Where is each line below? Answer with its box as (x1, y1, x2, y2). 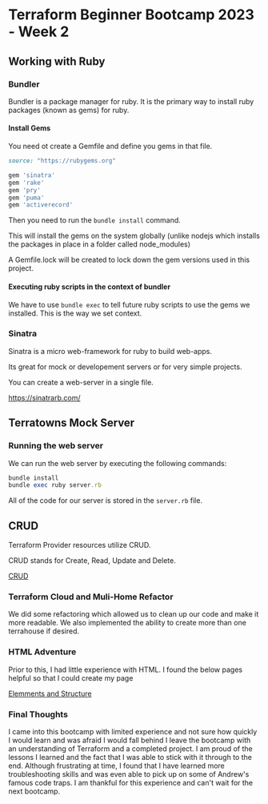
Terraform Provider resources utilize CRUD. (8, 541, 151, 550)
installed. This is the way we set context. (8, 308, 142, 318)
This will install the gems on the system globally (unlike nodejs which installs (8, 231, 260, 241)
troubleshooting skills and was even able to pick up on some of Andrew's (8, 769, 250, 778)
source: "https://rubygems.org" (8, 157, 116, 165)
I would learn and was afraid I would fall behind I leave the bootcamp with (8, 735, 251, 745)
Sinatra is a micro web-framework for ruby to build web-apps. (8, 346, 213, 356)
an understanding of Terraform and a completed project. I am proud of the (8, 743, 254, 754)
